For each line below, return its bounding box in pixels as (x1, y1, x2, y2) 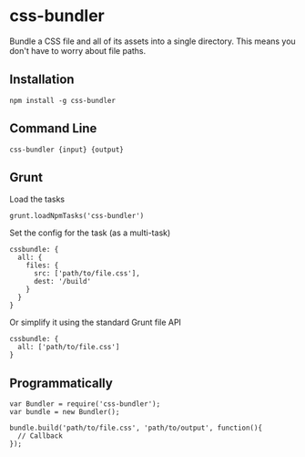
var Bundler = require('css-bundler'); (9, 400, 161, 409)
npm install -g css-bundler (9, 96, 117, 105)
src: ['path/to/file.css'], (33, 269, 141, 278)
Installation (9, 72, 75, 88)
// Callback (17, 431, 64, 441)
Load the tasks (9, 193, 66, 205)
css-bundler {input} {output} (9, 145, 125, 154)
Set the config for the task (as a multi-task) (9, 227, 171, 238)
